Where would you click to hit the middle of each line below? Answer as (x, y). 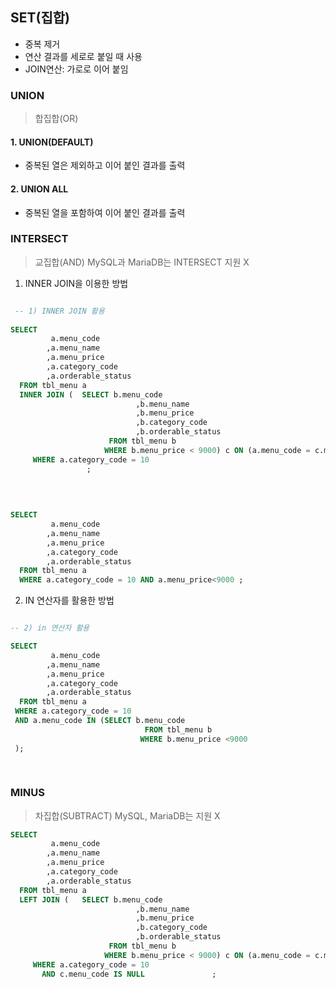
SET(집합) (40, 18)
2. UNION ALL (39, 189)
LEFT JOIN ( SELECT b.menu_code (91, 899)
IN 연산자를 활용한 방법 (69, 600)
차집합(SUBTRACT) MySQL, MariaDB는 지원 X (127, 815)
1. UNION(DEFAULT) (52, 142)
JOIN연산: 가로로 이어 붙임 (76, 69)
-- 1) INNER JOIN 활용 (59, 311)
